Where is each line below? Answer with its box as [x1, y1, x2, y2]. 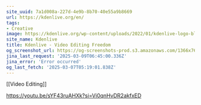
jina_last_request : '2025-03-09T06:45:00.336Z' [6, 53, 127, 59]
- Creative [6, 25, 33, 32]
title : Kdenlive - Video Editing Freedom [6, 42, 111, 48]
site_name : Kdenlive [6, 36, 58, 42]
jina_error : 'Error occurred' [6, 58, 82, 64]
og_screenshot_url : [6, 48, 55, 54]
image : [6, 31, 23, 37]
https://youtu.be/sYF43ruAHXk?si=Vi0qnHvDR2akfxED [6, 92, 142, 99]
